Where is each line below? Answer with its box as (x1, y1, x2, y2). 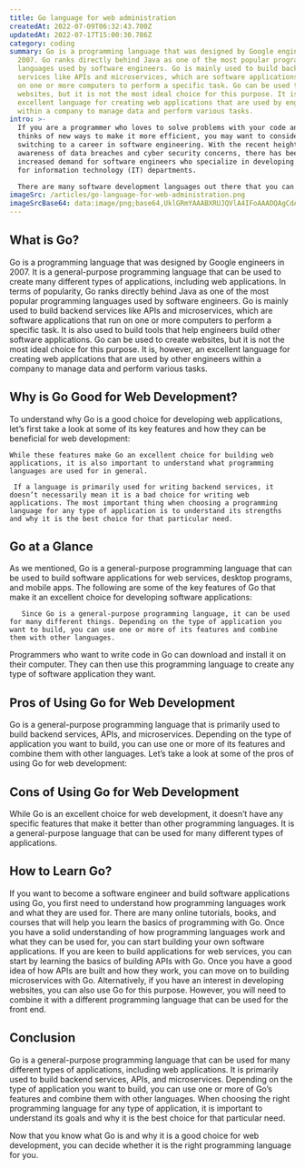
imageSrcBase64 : (9, 199, 71, 208)
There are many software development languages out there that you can (17, 182, 295, 191)
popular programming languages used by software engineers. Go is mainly (9, 295, 289, 306)
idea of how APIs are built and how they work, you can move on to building (9, 965, 290, 976)
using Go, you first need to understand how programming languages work (9, 897, 287, 908)
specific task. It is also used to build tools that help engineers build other (9, 324, 280, 335)
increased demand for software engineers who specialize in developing (17, 156, 295, 166)
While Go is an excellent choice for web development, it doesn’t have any (9, 809, 284, 820)
